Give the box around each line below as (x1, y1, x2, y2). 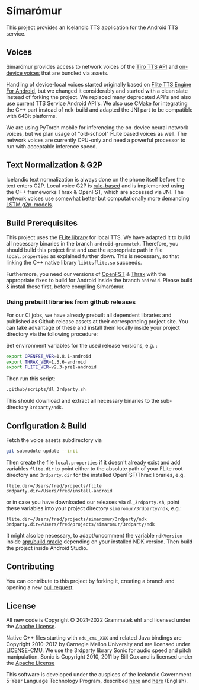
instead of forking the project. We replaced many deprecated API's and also (6, 93, 191, 100)
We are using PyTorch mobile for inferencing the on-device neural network (6, 123, 188, 131)
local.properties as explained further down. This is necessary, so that (6, 253, 179, 260)
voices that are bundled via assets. (23, 69, 109, 77)
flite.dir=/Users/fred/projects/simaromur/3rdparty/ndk (6, 516, 147, 522)
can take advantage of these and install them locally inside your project (6, 324, 181, 331)
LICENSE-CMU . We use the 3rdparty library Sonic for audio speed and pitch (6, 647, 192, 654)
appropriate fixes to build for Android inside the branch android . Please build (6, 277, 193, 284)
